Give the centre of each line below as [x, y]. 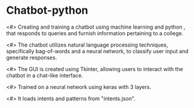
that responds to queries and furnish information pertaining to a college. [95, 33]
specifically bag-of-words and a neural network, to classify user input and [98, 51]
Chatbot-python [47, 10]
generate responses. [32, 57]
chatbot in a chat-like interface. [45, 75]
